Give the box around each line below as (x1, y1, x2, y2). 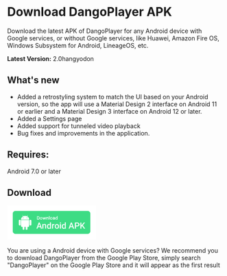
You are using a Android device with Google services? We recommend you (7, 247, 218, 255)
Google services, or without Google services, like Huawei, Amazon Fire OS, (7, 34, 219, 42)
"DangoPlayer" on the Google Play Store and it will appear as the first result (7, 261, 221, 269)
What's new (7, 75, 60, 86)
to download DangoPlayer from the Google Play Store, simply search (7, 254, 201, 262)
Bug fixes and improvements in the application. (16, 129, 150, 137)
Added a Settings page (16, 114, 82, 123)
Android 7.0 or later (7, 167, 62, 175)
